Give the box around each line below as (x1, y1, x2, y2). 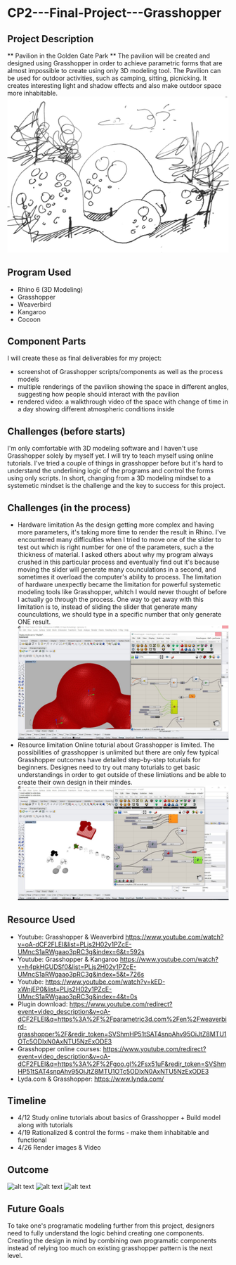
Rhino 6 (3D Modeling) (17, 285, 84, 293)
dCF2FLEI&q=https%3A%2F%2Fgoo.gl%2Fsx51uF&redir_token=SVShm (17, 1060, 227, 1068)
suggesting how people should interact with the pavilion (17, 390, 180, 399)
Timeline (7, 1095, 47, 1107)
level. (7, 1251, 23, 1259)
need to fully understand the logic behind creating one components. (7, 1228, 204, 1237)
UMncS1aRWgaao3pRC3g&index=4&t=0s (17, 992, 138, 1001)
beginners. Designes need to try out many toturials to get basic (17, 763, 200, 771)
